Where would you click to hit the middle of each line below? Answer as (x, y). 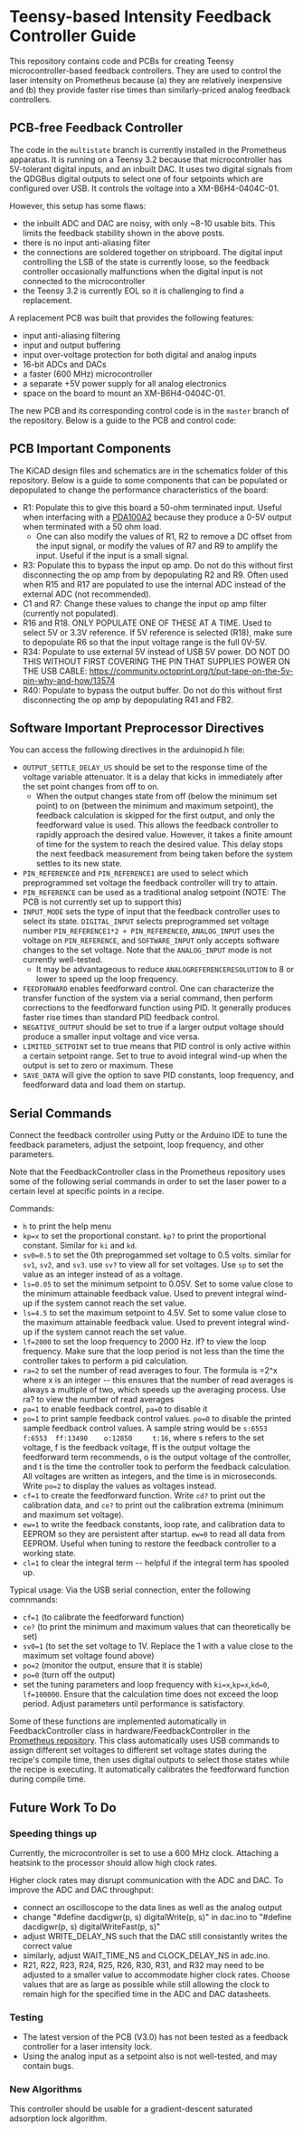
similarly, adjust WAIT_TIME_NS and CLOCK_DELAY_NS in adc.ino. (146, 1955)
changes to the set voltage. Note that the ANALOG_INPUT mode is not (147, 950)
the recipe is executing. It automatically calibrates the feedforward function (149, 1770)
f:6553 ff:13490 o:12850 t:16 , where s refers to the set (143, 1438)
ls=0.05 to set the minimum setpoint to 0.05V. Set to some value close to (158, 1284)
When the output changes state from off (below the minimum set (156, 796)
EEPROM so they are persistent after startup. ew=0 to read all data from (154, 1534)
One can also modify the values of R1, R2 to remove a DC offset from (164, 536)
